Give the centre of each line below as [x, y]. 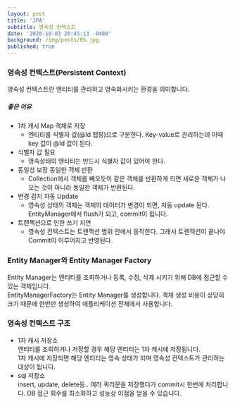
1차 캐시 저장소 [38, 340]
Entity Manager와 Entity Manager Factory [80, 260]
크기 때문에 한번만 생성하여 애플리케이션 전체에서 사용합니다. [90, 303]
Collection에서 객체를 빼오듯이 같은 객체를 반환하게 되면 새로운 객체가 [123, 179]
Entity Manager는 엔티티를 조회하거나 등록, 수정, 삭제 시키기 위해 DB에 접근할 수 [118, 277]
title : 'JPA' [26, 20]
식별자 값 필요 [36, 152]
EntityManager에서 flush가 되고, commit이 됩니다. [98, 214]
